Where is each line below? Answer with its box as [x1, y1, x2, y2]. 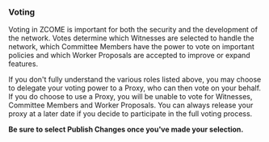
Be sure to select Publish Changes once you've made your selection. [8, 124, 244, 135]
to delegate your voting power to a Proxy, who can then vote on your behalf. [8, 83, 261, 93]
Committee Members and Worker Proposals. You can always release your [8, 100, 254, 111]
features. [8, 59, 39, 69]
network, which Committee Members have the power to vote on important [8, 42, 254, 52]
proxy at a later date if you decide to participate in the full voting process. [8, 109, 253, 119]
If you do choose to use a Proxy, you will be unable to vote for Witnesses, [8, 92, 253, 102]
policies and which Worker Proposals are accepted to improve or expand [8, 51, 250, 61]
